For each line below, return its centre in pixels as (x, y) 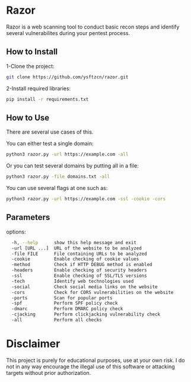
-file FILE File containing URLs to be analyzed (79, 254)
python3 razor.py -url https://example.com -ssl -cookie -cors (86, 199)
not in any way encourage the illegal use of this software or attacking (90, 367)
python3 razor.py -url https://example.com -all (67, 154)
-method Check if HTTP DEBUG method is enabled (82, 265)
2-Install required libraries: (39, 88)
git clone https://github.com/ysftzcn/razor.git (67, 77)
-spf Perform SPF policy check (65, 304)
